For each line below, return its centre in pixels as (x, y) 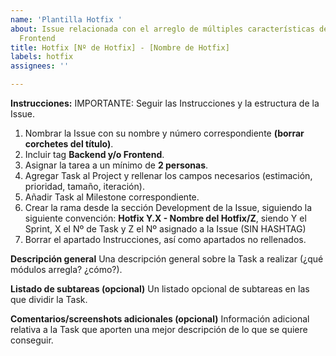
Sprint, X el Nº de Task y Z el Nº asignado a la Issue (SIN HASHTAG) (165, 229)
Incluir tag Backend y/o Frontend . (94, 154)
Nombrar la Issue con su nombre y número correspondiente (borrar (164, 133)
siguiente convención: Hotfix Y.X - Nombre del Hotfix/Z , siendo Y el (165, 218)
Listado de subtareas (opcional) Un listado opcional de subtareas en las (160, 289)
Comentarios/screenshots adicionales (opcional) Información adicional (160, 319)
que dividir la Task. (49, 299)
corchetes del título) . (69, 144)
